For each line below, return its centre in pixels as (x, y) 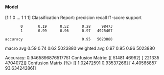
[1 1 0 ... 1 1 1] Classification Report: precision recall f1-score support (73, 18)
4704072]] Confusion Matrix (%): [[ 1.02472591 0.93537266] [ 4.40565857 (81, 63)
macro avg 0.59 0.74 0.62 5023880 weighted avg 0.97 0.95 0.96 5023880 (80, 48)
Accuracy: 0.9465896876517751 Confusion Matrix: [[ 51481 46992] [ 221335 (82, 58)
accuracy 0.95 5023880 (59, 39)
